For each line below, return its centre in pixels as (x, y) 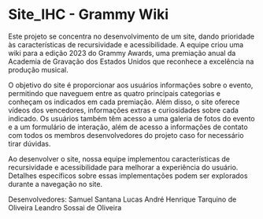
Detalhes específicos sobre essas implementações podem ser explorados (128, 176)
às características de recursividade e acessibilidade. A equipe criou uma (126, 44)
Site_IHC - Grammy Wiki (89, 15)
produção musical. (38, 69)
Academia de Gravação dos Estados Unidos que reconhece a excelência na (131, 61)
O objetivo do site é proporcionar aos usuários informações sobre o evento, (131, 85)
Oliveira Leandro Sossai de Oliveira (65, 207)
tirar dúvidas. (30, 143)
